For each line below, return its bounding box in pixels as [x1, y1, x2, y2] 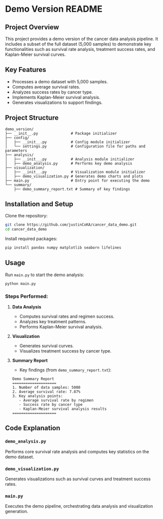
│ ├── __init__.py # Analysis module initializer [5, 157, 135, 162]
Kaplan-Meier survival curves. [5, 51, 66, 57]
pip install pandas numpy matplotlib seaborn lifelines [5, 245, 121, 250]
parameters [5, 148, 27, 153]
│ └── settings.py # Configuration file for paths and [5, 143, 146, 149]
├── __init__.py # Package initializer [5, 131, 117, 136]
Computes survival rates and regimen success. [19, 313, 115, 319]
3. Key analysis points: [12, 394, 63, 399]
